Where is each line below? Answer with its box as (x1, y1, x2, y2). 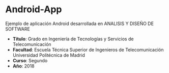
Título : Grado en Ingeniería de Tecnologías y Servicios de (12, 36, 134, 42)
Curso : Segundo (12, 57, 48, 63)
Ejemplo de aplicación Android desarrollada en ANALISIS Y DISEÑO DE (5, 20, 154, 27)
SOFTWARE (5, 26, 31, 32)
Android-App (5, 4, 62, 15)
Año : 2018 (12, 63, 35, 69)
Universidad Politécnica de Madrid (12, 52, 85, 58)
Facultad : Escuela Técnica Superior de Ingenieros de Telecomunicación (12, 46, 164, 53)
